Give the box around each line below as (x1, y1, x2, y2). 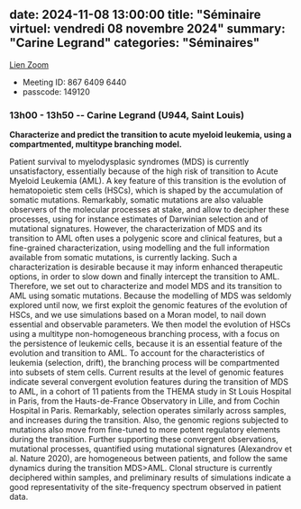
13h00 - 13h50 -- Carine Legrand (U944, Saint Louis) (9, 108, 245, 121)
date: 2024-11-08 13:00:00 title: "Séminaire (9, 7, 261, 23)
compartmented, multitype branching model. (9, 139, 182, 150)
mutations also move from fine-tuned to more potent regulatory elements (9, 424, 281, 435)
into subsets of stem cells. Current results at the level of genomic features (9, 367, 284, 377)
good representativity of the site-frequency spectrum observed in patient (9, 482, 282, 493)
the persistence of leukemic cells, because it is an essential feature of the (9, 338, 283, 350)
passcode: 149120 (22, 86, 90, 97)
